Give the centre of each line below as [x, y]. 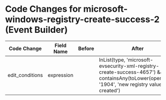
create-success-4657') [127, 72]
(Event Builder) [37, 30]
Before [86, 49]
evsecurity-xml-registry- [129, 66]
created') [110, 90]
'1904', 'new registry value [130, 84]
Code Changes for [43, 9]
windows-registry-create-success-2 [82, 19]
